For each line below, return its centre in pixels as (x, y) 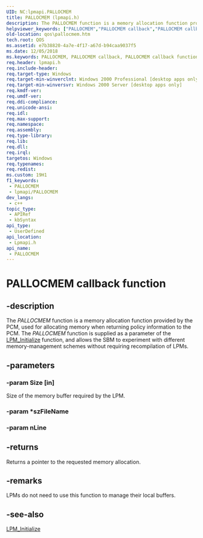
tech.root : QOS (25, 40)
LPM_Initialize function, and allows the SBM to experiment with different (96, 340)
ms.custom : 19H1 (27, 175)
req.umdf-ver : (24, 96)
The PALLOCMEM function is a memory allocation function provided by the (100, 321)
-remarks (24, 481)
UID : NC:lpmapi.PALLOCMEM (39, 12)
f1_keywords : (23, 181)
